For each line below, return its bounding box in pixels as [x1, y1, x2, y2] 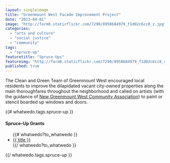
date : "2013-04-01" [5, 17, 47, 22]
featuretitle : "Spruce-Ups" [5, 54, 65, 60]
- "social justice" [10, 36, 51, 41]
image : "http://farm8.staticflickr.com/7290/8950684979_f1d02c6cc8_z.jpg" [5, 21, 166, 27]
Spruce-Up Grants [5, 120, 45, 126]
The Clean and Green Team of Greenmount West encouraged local [5, 78, 145, 84]
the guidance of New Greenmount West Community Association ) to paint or [5, 94, 163, 100]
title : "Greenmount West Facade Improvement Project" [5, 12, 121, 17]
